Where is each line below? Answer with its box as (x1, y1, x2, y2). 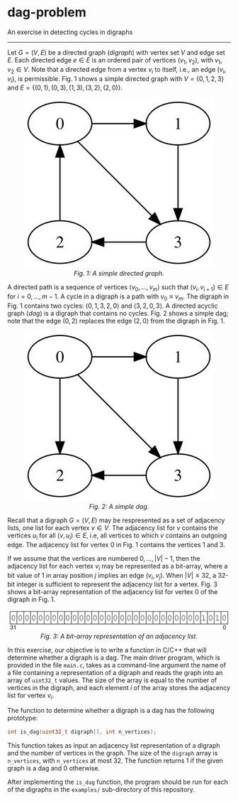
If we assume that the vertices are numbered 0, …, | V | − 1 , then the (7, 554, 200, 562)
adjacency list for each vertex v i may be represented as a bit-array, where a (7, 561, 228, 572)
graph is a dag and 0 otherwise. (7, 764, 101, 773)
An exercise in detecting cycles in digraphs (7, 28, 133, 36)
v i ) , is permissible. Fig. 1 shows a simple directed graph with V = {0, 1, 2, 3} (7, 74, 225, 85)
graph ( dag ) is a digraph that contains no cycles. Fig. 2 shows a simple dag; (7, 308, 229, 317)
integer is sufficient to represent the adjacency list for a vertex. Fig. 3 (16, 580, 218, 588)
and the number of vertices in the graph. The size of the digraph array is (7, 749, 218, 758)
